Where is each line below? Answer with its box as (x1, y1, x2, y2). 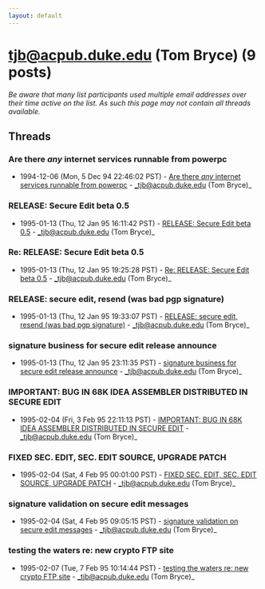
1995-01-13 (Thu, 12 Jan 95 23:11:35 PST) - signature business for (19, 358, 237, 368)
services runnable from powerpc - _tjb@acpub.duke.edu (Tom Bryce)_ (19, 181, 252, 190)
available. (8, 106, 42, 116)
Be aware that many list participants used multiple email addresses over (8, 90, 247, 99)
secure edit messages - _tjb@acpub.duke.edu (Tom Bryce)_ (19, 525, 217, 535)
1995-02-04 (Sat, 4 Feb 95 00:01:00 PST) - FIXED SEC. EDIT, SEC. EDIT (19, 470, 257, 480)
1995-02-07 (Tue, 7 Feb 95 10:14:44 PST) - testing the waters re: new (19, 563, 249, 572)
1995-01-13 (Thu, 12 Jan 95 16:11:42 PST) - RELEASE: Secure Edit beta (19, 218, 251, 228)
